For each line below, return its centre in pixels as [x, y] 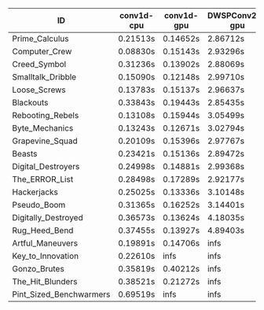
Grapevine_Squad [45, 141]
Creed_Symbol [39, 64]
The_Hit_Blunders [45, 281]
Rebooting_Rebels [46, 115]
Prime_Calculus [40, 39]
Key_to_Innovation [46, 256]
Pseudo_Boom [39, 205]
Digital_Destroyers [46, 166]
